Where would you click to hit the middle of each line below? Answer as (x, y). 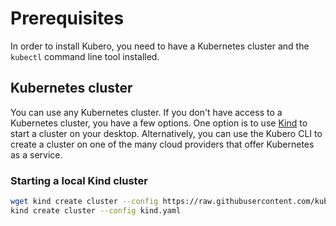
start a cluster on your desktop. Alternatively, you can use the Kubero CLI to (166, 133)
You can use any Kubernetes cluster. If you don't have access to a (146, 112)
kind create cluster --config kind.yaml (96, 210)
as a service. (36, 154)
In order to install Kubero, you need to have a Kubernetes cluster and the (160, 46)
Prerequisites (67, 18)
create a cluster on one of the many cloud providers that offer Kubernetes (162, 144)
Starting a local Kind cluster (79, 180)
